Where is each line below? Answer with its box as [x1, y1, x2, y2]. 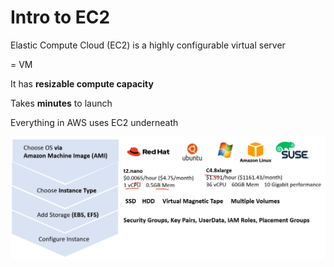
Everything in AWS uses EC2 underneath [10, 116, 179, 128]
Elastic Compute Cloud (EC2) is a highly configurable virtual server [10, 39, 286, 51]
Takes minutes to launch [10, 97, 113, 109]
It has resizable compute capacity [10, 77, 154, 90]
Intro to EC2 [10, 6, 111, 29]
